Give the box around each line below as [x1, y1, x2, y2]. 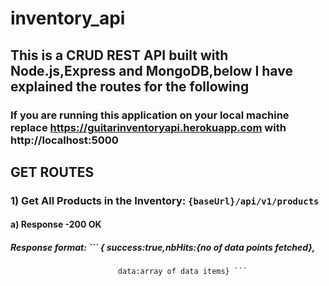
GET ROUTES [10, 163, 95, 181]
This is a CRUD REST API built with [10, 47, 229, 64]
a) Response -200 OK [10, 218, 102, 231]
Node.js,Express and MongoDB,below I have [10, 62, 293, 79]
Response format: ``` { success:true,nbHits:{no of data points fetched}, [10, 242, 316, 253]
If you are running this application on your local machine [10, 108, 290, 122]
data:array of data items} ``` [117, 267, 248, 277]
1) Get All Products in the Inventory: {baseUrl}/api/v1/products [10, 193, 320, 207]
